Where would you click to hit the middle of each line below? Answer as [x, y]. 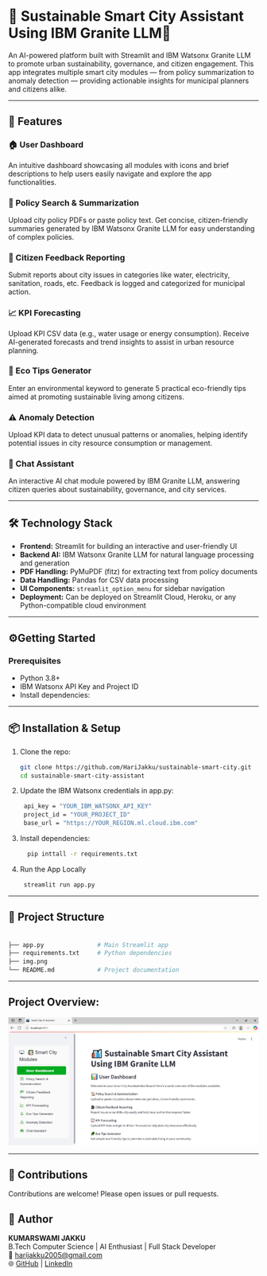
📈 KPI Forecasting [44, 313]
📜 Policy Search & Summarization [74, 202]
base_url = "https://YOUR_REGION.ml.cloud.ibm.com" [111, 824]
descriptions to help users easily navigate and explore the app [110, 174]
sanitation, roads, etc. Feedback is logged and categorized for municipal [127, 284]
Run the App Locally [53, 869]
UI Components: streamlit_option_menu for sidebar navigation [122, 589]
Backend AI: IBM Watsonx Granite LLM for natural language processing [137, 555]
